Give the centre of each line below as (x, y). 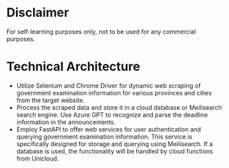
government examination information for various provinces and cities (114, 93)
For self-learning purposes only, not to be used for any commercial (101, 32)
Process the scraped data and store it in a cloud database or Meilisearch (119, 107)
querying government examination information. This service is (104, 136)
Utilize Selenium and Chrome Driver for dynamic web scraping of (108, 85)
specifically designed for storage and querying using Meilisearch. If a (115, 144)
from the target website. (51, 100)
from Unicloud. (37, 158)
